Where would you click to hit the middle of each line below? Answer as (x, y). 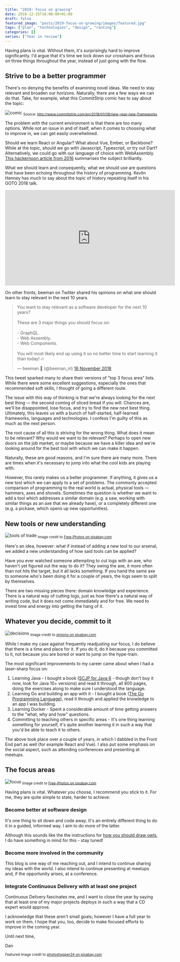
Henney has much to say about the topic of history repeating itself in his (77, 178)
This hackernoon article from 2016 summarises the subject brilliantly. (74, 158)
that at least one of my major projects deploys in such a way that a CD (75, 902)
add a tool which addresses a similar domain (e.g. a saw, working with (75, 498)
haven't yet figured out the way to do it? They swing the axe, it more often (79, 566)
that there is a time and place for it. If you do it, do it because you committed (81, 649)
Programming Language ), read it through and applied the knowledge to (83, 699)
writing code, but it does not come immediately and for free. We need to (77, 601)
